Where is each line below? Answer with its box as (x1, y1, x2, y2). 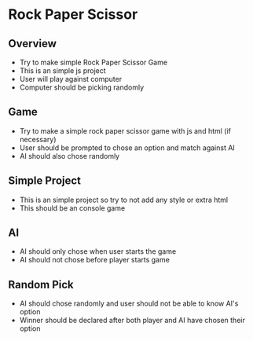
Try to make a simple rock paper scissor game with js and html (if (19, 126, 232, 135)
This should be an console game (19, 203, 126, 213)
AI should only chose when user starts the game (19, 247, 177, 256)
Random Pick (8, 277, 75, 291)
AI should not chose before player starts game (19, 255, 170, 265)
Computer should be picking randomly (19, 82, 145, 92)
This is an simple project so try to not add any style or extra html (19, 195, 229, 204)
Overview (8, 37, 57, 50)
